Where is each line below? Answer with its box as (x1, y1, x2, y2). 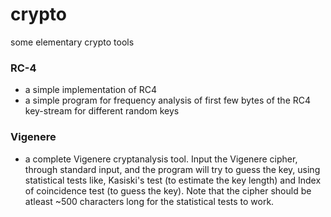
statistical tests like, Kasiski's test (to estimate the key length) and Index (24, 174, 322, 186)
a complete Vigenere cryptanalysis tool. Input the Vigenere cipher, (24, 153, 298, 165)
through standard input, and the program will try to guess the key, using (24, 163, 321, 175)
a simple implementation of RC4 (24, 84, 158, 96)
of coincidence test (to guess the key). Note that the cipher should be (24, 184, 312, 197)
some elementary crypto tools (10, 36, 135, 48)
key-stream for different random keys (24, 105, 180, 117)
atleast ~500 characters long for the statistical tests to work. (24, 195, 275, 207)
